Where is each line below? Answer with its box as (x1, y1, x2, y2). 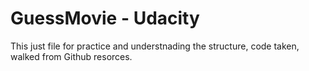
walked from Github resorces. (10, 50, 133, 62)
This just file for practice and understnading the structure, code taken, (10, 40, 300, 52)
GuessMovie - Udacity (10, 7, 200, 30)
